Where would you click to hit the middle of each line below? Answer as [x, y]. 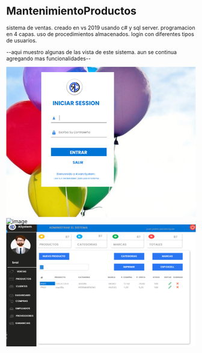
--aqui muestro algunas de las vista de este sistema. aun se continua [92, 52]
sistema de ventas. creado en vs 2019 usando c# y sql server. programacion [101, 28]
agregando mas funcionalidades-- [49, 58]
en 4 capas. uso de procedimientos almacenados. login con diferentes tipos [100, 34]
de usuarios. [22, 40]
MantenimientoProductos [72, 11]
